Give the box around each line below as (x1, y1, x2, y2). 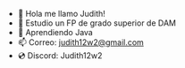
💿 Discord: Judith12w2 (17, 50, 103, 61)
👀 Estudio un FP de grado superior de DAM (17, 18, 177, 28)
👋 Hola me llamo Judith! (17, 9, 105, 19)
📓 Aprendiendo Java (17, 27, 94, 37)
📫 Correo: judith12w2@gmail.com (17, 37, 145, 48)
